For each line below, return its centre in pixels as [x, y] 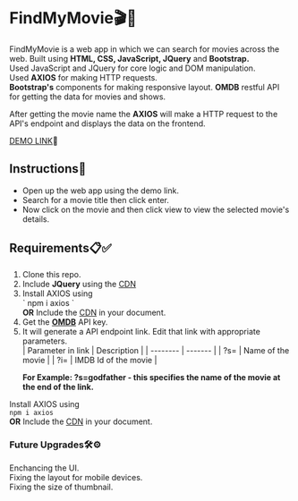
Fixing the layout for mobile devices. [76, 477]
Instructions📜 [48, 169]
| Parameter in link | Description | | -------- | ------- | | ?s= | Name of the [156, 350]
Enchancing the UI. [44, 468]
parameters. [45, 341]
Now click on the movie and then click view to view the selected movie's [156, 209]
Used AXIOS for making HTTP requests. [84, 77]
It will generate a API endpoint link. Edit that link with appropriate [141, 331]
